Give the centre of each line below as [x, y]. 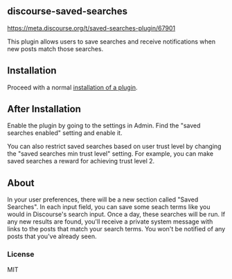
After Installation [44, 109]
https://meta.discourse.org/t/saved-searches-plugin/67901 [91, 28]
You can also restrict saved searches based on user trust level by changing [114, 146]
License [21, 254]
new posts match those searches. [55, 48]
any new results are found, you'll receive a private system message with [110, 222]
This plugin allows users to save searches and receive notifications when [111, 42]
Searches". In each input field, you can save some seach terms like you [109, 207]
